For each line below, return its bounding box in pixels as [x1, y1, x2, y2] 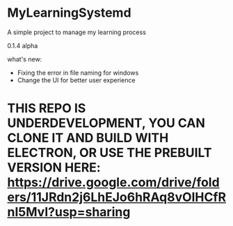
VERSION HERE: [7, 160, 101, 176]
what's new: [7, 54, 42, 63]
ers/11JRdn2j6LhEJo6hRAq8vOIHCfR [7, 190, 227, 205]
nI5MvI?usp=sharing [7, 204, 131, 220]
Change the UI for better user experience [17, 75, 136, 84]
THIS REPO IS [7, 100, 86, 116]
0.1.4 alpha [7, 41, 38, 50]
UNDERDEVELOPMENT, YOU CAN [7, 115, 205, 131]
